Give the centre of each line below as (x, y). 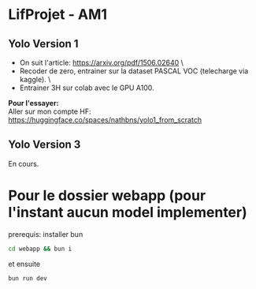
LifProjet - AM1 (58, 15)
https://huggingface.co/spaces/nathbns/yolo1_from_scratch (105, 120)
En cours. (24, 163)
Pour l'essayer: (33, 103)
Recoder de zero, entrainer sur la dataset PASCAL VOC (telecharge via (134, 71)
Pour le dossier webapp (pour (107, 196)
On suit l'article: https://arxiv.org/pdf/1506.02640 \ (101, 62)
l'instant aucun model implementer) (128, 212)
